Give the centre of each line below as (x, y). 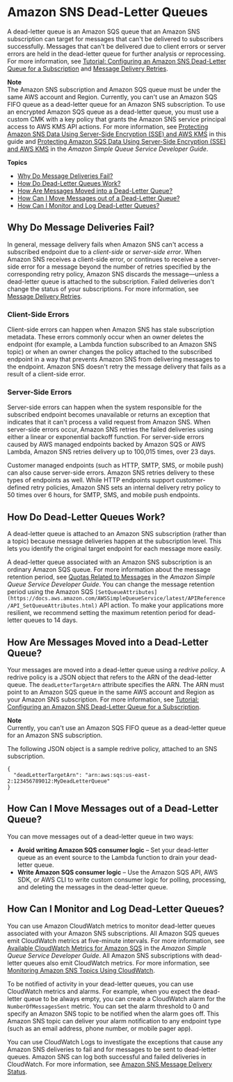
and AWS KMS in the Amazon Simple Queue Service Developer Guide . (108, 149)
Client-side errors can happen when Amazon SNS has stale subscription (111, 329)
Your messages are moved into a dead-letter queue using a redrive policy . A (116, 669)
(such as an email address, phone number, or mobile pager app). (100, 1028)
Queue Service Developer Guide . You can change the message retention (111, 584)
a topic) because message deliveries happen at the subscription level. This (114, 541)
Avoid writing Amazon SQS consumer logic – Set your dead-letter (113, 850)
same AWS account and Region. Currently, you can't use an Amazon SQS (112, 97)
